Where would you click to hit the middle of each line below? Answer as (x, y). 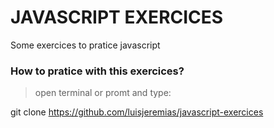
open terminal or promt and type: (103, 93)
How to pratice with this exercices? (97, 71)
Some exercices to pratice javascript (85, 45)
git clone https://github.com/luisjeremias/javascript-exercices (137, 112)
